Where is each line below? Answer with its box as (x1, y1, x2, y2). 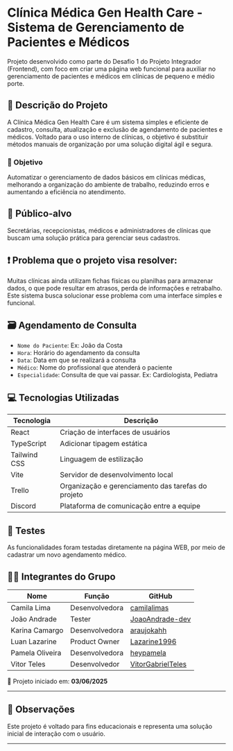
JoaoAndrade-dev (130, 614, 191, 623)
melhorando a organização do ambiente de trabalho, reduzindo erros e (7, 180, 209, 189)
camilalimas (130, 603, 169, 612)
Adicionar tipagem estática (60, 439, 148, 449)
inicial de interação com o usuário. (7, 730, 105, 738)
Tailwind (10, 450, 38, 460)
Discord (10, 501, 37, 511)
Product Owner (70, 637, 120, 646)
